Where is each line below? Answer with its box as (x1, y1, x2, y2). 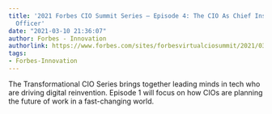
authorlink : (8, 42, 49, 50)
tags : (8, 49, 27, 57)
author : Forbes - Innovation (8, 34, 107, 43)
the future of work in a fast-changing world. (8, 96, 155, 106)
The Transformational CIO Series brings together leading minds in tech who (8, 78, 261, 89)
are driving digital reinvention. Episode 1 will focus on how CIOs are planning (8, 87, 263, 97)
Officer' (15, 19, 45, 27)
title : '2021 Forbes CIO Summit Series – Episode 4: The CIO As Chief (8, 11, 252, 20)
